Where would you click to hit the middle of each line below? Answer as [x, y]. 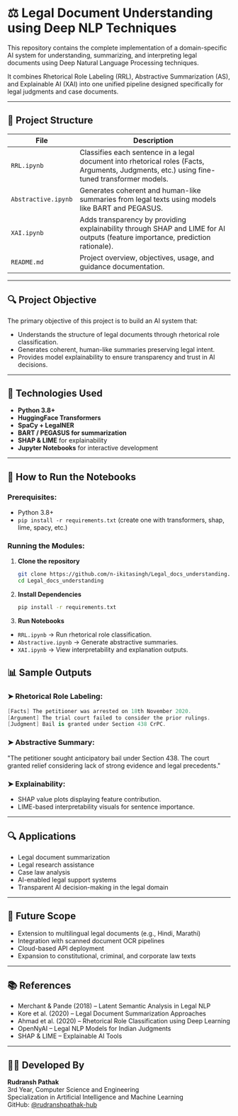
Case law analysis [44, 872]
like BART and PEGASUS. [121, 208]
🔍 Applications [42, 837]
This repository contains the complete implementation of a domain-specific [117, 47]
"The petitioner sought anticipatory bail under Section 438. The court [108, 758]
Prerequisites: [32, 497]
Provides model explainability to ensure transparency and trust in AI [116, 357]
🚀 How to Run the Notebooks [72, 477]
